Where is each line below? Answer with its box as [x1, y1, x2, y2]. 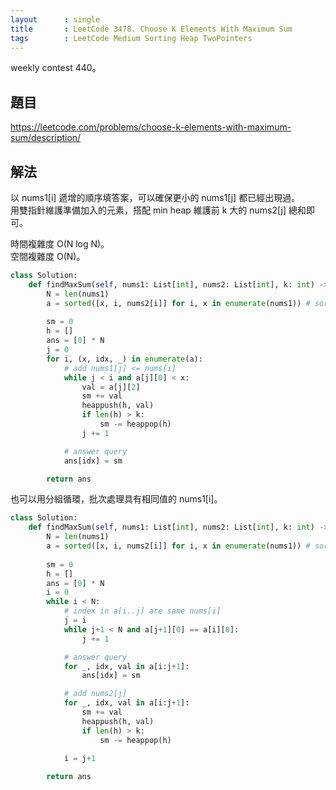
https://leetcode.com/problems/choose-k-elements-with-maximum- [10, 121, 292, 133]
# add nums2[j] [63, 689, 128, 699]
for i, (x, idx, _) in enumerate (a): [46, 354, 203, 364]
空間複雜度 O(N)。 [10, 251, 86, 262]
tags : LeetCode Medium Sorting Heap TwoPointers [10, 33, 253, 43]
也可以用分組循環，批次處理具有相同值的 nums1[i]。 [10, 493, 223, 505]
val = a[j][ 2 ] [81, 382, 141, 392]
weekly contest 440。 [10, 62, 102, 74]
